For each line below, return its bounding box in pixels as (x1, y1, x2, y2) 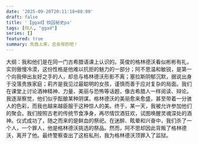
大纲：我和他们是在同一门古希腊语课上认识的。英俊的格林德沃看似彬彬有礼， (6, 58, 192, 65)
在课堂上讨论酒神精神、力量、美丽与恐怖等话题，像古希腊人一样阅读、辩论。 (6, 88, 192, 95)
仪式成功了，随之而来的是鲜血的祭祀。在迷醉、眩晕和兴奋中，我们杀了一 (16, 117, 192, 124)
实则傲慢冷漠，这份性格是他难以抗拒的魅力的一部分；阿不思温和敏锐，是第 (6, 65, 187, 72)
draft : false (6, 14, 38, 20)
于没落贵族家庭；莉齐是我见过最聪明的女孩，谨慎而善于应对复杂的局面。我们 (6, 80, 192, 87)
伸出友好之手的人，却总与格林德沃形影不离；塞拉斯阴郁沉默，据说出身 (21, 73, 192, 80)
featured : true (6, 36, 44, 42)
